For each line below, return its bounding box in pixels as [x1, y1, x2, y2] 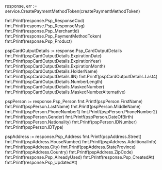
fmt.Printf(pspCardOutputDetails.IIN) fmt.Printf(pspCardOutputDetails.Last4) [5, 74, 158, 79]
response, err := [5, 3, 37, 9]
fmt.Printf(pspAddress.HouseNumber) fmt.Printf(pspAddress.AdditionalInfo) [5, 139, 157, 144]
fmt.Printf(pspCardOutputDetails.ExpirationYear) [5, 58, 101, 64]
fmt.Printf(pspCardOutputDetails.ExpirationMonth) [5, 63, 105, 69]
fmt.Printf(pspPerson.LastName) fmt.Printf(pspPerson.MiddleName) [5, 103, 141, 109]
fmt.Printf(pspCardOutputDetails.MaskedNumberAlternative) [5, 89, 126, 95]
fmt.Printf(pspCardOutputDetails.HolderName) [5, 68, 98, 74]
